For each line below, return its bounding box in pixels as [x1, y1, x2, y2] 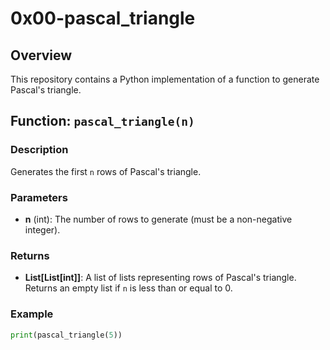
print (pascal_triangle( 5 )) [10, 330, 123, 340]
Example [10, 307, 54, 321]
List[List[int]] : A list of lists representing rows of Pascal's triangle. [24, 272, 297, 284]
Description [10, 143, 69, 157]
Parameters [10, 190, 68, 204]
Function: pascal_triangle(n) [10, 113, 195, 130]
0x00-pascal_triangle [10, 7, 196, 30]
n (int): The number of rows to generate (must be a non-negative [24, 213, 293, 225]
